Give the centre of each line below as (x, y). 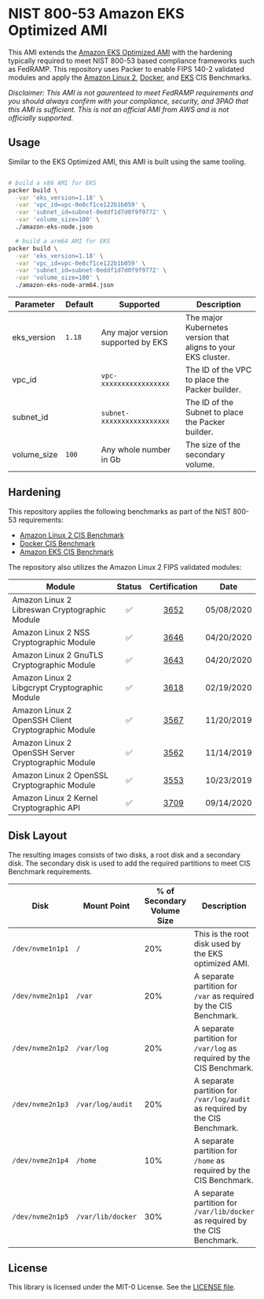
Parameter (35, 304)
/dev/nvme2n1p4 (40, 1160)
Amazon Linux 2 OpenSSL (60, 775)
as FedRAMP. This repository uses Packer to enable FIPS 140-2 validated (126, 69)
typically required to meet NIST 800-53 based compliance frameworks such (132, 61)
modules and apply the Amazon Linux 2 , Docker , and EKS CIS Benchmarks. (130, 77)
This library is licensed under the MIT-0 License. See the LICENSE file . (122, 1287)
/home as (209, 1160)
